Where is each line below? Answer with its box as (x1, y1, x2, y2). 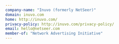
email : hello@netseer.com (5, 26, 60, 31)
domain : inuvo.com (5, 12, 44, 17)
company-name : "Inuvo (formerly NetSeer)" (5, 7, 96, 13)
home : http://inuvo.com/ (5, 17, 58, 22)
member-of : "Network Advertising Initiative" (5, 31, 103, 36)
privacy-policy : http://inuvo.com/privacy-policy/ (5, 21, 114, 27)
